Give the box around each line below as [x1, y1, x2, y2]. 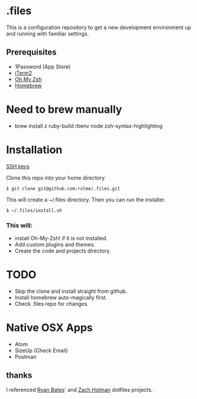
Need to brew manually [6, 103, 122, 116]
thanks [6, 371, 33, 381]
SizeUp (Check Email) [14, 347, 68, 354]
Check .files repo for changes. [14, 300, 89, 307]
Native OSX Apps [6, 321, 93, 334]
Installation [6, 143, 63, 157]
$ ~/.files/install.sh [6, 208, 62, 213]
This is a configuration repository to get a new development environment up [6, 24, 191, 31]
